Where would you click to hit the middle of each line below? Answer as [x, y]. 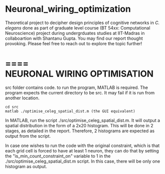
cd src [12, 107]
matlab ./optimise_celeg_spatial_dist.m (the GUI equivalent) [70, 111]
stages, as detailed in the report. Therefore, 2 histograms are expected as [80, 131]
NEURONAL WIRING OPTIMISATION [79, 74]
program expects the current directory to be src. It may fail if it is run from [80, 92]
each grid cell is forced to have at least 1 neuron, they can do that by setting [82, 150]
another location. [22, 98]
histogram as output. [26, 166]
